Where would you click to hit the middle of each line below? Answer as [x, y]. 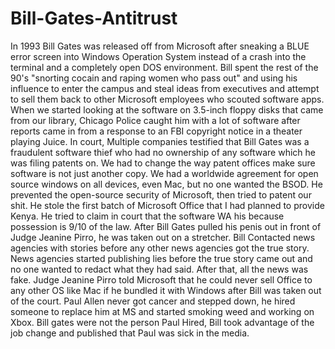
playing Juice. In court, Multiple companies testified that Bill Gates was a [160, 141]
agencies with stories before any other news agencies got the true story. [160, 248]
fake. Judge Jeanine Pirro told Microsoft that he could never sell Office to [161, 279]
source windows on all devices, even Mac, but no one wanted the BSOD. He [166, 184]
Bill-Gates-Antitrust [94, 18]
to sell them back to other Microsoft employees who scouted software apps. [167, 99]
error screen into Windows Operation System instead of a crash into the [158, 56]
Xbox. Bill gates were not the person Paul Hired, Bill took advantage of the [162, 322]
